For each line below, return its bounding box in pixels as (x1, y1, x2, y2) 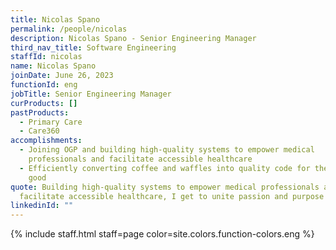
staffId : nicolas (10, 52, 83, 62)
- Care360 (19, 126, 60, 136)
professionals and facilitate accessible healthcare (28, 154, 253, 164)
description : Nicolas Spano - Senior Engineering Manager (10, 33, 257, 43)
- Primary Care (19, 117, 83, 127)
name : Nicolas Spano (10, 61, 97, 71)
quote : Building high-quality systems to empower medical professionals (10, 182, 320, 192)
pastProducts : (10, 107, 70, 118)
